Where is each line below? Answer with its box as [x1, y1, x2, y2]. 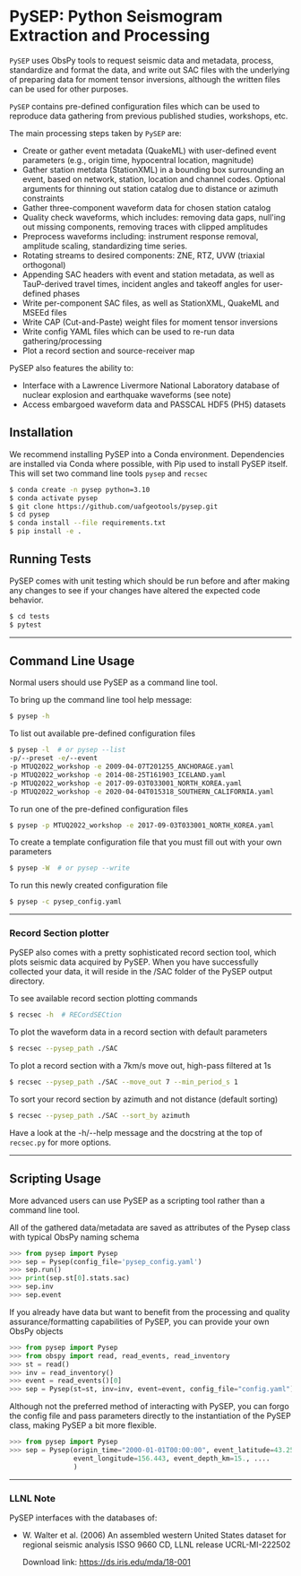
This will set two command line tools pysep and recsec [9, 468, 208, 479]
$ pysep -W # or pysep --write [9, 863, 130, 873]
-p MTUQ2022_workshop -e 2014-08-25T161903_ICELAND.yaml [9, 770, 227, 779]
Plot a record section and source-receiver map [21, 345, 195, 356]
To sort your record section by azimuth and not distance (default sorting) [9, 1094, 279, 1104]
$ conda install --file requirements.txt [9, 518, 167, 528]
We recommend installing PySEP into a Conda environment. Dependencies [9, 448, 285, 459]
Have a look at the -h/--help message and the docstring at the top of [9, 1127, 262, 1138]
